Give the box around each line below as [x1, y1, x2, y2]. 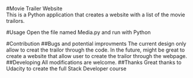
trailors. [6, 18, 25, 24]
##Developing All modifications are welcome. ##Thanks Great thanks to [6, 59, 182, 66]
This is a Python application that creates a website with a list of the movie [6, 11, 185, 18]
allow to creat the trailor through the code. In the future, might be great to [6, 46, 185, 53]
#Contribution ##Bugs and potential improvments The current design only [6, 40, 186, 47]
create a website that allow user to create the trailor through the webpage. [6, 53, 188, 59]
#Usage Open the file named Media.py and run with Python [6, 29, 151, 36]
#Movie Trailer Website [6, 5, 63, 12]
